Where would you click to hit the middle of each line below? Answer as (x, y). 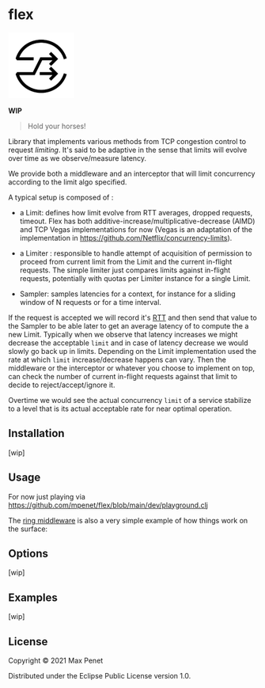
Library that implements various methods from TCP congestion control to (127, 141)
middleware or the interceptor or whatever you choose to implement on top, (132, 368)
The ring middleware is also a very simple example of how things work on (128, 520)
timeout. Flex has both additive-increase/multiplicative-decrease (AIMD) (137, 221)
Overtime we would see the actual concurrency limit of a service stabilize (130, 400)
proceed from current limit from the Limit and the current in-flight (126, 261)
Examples (33, 597)
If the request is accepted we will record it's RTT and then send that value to (132, 317)
